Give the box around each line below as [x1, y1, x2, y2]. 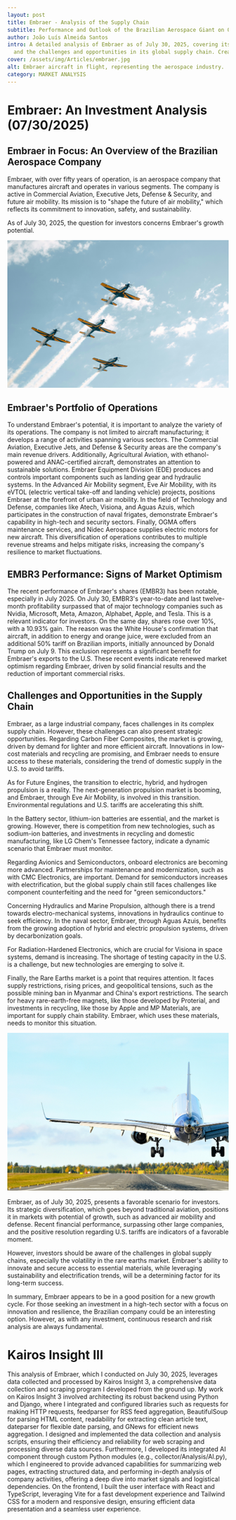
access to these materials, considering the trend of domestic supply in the [7, 756, 223, 765]
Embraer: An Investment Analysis [7, 102, 208, 118]
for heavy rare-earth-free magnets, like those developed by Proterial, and [7, 996, 220, 1005]
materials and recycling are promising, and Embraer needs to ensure [21, 749, 220, 758]
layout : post [7, 11, 46, 18]
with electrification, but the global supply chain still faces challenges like [7, 880, 217, 888]
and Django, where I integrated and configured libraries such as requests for [7, 1400, 229, 1409]
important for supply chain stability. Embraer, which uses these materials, [7, 1011, 220, 1019]
